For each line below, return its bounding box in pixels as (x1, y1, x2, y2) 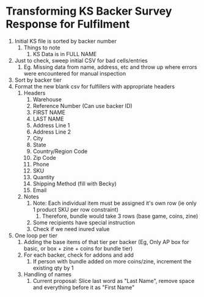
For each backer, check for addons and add (23, 251, 134, 259)
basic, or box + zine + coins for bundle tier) (23, 245, 133, 252)
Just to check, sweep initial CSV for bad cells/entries (14, 57, 148, 64)
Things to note (23, 44, 60, 51)
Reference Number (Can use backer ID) (32, 102, 133, 109)
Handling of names (23, 270, 71, 278)
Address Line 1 (32, 121, 70, 129)
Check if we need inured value (32, 225, 110, 232)
